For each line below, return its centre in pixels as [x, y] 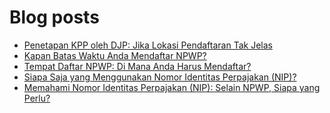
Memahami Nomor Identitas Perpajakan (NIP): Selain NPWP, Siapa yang [172, 87]
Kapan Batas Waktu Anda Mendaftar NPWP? [115, 55]
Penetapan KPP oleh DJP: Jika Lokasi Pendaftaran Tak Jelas [148, 45]
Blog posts [54, 17]
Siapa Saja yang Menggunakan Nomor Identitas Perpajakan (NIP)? [160, 77]
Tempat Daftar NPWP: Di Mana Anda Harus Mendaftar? [137, 66]
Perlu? [37, 98]
